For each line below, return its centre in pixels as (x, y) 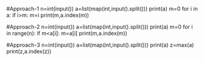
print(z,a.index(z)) (29, 51)
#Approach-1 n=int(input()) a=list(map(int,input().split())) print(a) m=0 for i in (102, 9)
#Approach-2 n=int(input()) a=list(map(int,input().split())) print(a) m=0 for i (100, 27)
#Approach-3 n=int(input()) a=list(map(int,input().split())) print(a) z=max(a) (100, 45)
